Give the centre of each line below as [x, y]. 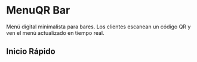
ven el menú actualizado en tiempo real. [55, 32]
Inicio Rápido [31, 52]
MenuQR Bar [38, 10]
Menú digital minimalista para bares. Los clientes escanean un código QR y [98, 27]
